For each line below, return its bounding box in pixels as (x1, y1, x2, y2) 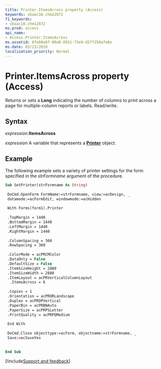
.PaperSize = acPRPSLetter (7, 307, 64, 313)
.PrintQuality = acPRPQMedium (7, 312, 70, 317)
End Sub (5, 349, 21, 354)
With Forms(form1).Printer (7, 206, 64, 211)
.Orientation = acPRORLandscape (7, 294, 75, 299)
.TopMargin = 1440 (7, 215, 46, 220)
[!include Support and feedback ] (5, 358, 71, 364)
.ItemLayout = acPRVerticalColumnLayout (7, 275, 92, 280)
